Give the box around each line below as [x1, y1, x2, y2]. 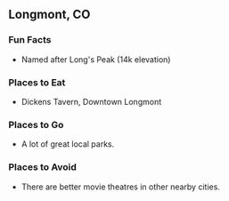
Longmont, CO [8, 7, 91, 22]
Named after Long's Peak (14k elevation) [20, 53, 171, 65]
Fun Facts [8, 34, 52, 46]
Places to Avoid [8, 161, 78, 173]
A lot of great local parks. [20, 139, 115, 149]
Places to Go [8, 118, 64, 131]
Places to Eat [8, 76, 66, 88]
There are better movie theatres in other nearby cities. [20, 181, 220, 192]
